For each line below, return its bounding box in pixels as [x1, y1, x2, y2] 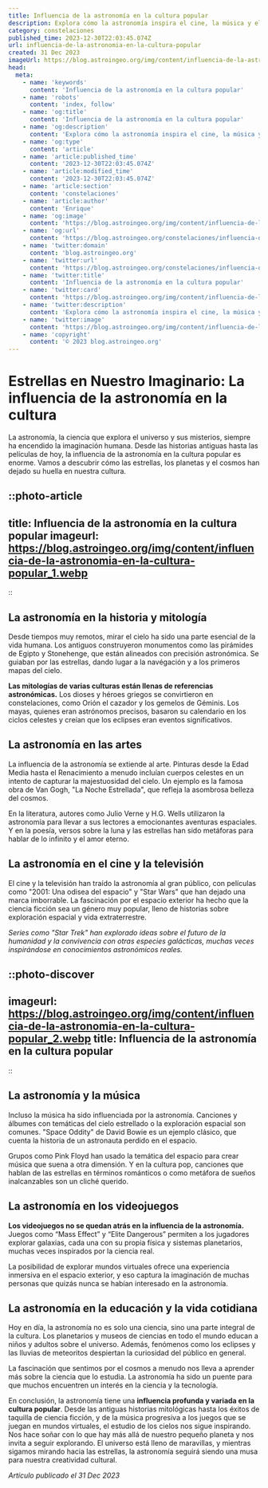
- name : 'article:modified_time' [22, 167, 134, 175]
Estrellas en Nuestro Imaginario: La [8, 372, 245, 391]
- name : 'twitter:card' [22, 286, 102, 294]
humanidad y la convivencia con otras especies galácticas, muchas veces [8, 936, 254, 946]
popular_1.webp [8, 566, 89, 580]
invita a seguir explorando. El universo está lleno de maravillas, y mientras [8, 1439, 251, 1448]
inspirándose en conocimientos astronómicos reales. [8, 944, 183, 954]
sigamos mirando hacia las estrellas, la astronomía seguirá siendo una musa [8, 1447, 258, 1456]
